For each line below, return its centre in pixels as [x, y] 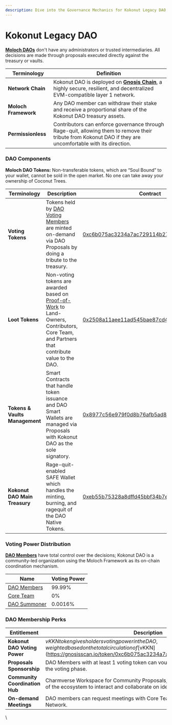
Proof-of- [58, 300]
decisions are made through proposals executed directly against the [77, 55]
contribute [58, 351]
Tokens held [61, 202]
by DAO [55, 208]
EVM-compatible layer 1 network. [94, 94]
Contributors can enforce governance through [109, 124]
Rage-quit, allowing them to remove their [103, 130]
